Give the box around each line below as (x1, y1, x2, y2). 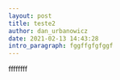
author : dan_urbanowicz (8, 27, 89, 35)
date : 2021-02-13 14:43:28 (8, 34, 99, 43)
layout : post (8, 11, 52, 20)
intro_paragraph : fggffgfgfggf (8, 42, 114, 50)
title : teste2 (8, 19, 56, 27)
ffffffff (8, 64, 28, 74)
